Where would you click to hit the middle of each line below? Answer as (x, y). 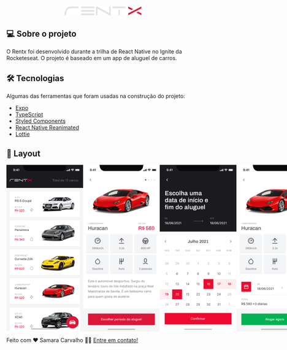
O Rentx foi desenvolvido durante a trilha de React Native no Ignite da (94, 52)
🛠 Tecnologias (35, 78)
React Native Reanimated (47, 128)
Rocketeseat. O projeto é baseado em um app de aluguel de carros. (92, 58)
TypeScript (29, 115)
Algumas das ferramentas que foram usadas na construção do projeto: (96, 96)
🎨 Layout (24, 153)
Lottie (22, 134)
